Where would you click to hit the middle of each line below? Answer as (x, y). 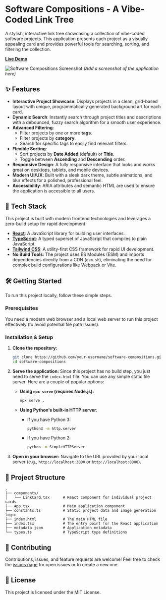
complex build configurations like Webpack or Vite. (64, 265)
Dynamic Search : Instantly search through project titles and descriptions (87, 117)
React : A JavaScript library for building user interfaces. (69, 233)
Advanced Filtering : (33, 127)
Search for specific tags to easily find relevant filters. (74, 143)
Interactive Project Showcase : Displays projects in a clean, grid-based (85, 101)
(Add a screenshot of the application (121, 68)
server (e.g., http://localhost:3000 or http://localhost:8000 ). (77, 462)
